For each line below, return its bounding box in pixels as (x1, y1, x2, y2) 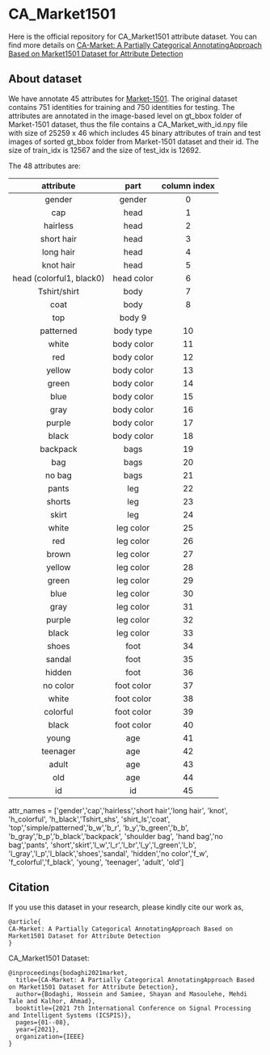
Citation (8, 880, 50, 894)
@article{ (8, 918, 42, 926)
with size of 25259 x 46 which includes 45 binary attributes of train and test (8, 128, 261, 137)
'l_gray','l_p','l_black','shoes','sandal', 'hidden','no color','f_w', (8, 848, 209, 858)
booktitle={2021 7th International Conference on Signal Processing (15, 1004, 251, 1012)
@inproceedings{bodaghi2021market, (8, 968, 129, 977)
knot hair (41, 260, 75, 271)
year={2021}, (15, 1025, 60, 1033)
